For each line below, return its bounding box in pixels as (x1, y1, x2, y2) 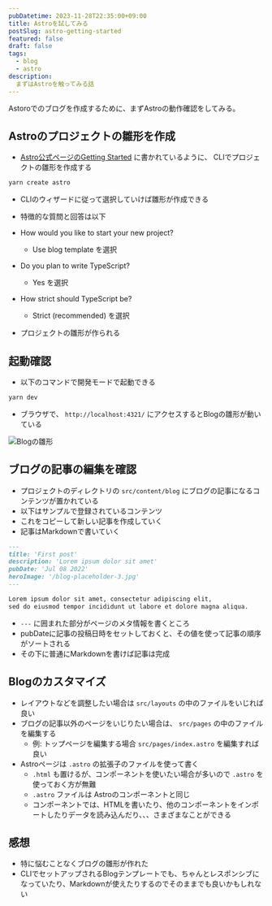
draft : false (8, 42, 53, 50)
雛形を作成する (41, 163, 92, 172)
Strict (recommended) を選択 (32, 310, 130, 321)
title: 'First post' (8, 550, 79, 558)
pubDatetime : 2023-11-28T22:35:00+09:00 (8, 11, 148, 20)
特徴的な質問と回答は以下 (19, 212, 106, 222)
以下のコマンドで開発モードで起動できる (19, 377, 156, 387)
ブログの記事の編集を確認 (8, 462, 136, 476)
